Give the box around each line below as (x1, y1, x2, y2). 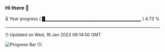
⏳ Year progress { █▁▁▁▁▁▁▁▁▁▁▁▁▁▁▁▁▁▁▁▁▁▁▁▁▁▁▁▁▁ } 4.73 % (5, 16, 160, 22)
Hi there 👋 (5, 4, 29, 11)
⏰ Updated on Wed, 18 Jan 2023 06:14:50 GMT (5, 32, 102, 38)
